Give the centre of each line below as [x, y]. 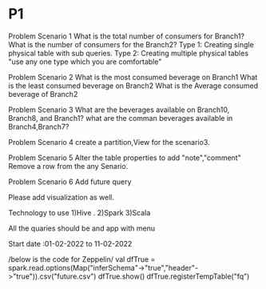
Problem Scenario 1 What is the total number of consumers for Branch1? [127, 36]
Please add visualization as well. [62, 197]
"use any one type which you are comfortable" [85, 62]
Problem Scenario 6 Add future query [70, 182]
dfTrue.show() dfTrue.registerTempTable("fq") [174, 276]
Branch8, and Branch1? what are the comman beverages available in [121, 118]
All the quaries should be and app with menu [82, 228]
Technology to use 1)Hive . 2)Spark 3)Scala [79, 212]
